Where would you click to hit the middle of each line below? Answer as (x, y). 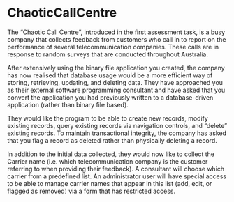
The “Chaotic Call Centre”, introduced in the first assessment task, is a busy (116, 32)
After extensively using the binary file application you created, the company (116, 68)
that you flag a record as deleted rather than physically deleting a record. (112, 140)
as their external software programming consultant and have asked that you (116, 90)
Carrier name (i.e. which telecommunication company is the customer (108, 161)
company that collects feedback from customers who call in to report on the (117, 39)
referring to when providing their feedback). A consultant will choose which (116, 169)
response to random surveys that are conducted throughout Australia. (108, 54)
